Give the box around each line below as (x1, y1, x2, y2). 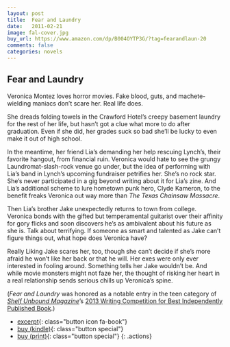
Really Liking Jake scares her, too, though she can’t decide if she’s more (7, 247, 211, 255)
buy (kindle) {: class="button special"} (16, 324, 124, 333)
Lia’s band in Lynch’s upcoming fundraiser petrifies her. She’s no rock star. (7, 169, 216, 178)
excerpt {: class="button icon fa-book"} (16, 317, 128, 326)
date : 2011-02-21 (7, 23, 63, 29)
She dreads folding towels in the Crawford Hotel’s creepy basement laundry (7, 112, 221, 121)
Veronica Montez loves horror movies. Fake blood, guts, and (7, 92, 177, 100)
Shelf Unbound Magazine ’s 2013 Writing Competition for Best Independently (7, 296, 223, 305)
